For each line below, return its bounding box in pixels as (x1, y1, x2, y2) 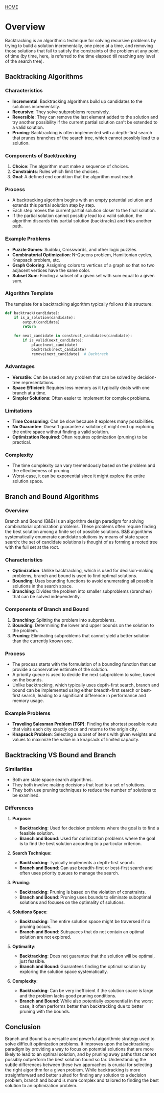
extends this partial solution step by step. (12, 202, 95, 208)
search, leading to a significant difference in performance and (21, 693, 146, 699)
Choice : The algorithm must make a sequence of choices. (12, 163, 130, 169)
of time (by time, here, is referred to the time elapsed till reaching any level (5, 53, 155, 59)
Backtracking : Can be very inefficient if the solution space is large (19, 988, 154, 994)
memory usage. (12, 698, 44, 704)
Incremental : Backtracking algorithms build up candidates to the (12, 98, 143, 104)
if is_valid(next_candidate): (23, 338, 84, 343)
